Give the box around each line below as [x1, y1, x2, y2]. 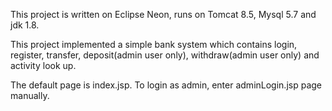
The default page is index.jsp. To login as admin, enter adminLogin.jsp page [10, 79, 322, 91]
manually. [10, 90, 50, 101]
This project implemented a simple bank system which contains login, [10, 39, 298, 50]
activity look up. [10, 60, 77, 71]
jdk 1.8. [10, 19, 40, 31]
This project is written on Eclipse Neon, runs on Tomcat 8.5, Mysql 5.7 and [10, 9, 317, 20]
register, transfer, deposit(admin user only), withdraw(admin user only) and [10, 49, 320, 61]
